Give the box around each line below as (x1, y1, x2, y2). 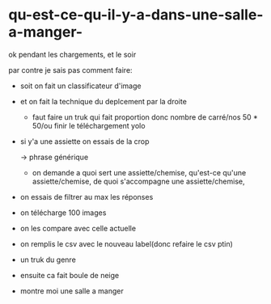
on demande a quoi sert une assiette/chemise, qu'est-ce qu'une (32, 167, 247, 177)
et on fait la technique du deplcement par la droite (19, 96, 188, 106)
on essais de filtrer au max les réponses (19, 192, 154, 201)
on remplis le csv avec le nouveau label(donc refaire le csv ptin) (19, 239, 233, 248)
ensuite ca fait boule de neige (19, 270, 120, 280)
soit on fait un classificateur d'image (19, 81, 142, 91)
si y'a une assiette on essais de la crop (19, 136, 150, 146)
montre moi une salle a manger (19, 285, 124, 296)
